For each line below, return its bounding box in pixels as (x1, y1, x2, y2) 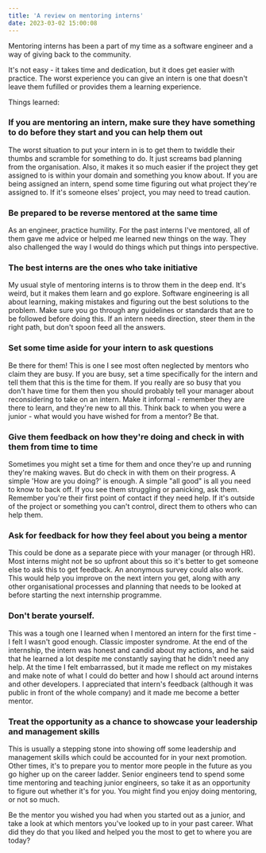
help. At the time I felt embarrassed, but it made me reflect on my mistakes (8, 662, 253, 671)
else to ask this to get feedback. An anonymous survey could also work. (8, 565, 244, 574)
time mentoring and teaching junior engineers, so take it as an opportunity (8, 777, 251, 787)
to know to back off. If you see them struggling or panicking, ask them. (8, 484, 240, 494)
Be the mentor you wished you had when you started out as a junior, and (8, 810, 245, 820)
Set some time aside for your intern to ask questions (8, 342, 214, 354)
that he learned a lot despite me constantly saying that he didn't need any (8, 654, 249, 663)
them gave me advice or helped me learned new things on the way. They (8, 234, 247, 244)
